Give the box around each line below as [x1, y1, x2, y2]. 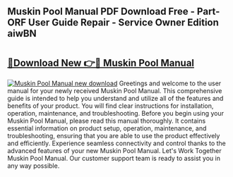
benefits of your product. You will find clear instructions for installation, [7, 102, 214, 110]
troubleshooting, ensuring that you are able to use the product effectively [7, 132, 220, 140]
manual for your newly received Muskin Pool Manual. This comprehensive [7, 87, 222, 94]
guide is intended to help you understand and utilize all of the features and [7, 94, 224, 102]
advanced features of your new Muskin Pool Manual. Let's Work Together [7, 147, 222, 154]
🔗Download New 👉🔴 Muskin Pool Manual [7, 56, 195, 69]
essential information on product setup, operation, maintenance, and [7, 124, 207, 133]
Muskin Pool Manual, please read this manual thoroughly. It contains [7, 116, 206, 125]
